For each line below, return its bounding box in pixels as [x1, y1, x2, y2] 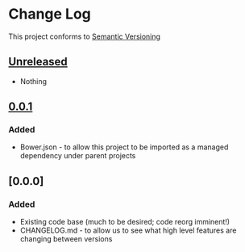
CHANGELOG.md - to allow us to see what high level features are [19, 225, 237, 235]
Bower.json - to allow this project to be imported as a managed [19, 142, 229, 152]
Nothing [19, 76, 47, 86]
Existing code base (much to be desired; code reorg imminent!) [19, 217, 230, 227]
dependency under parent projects [19, 151, 136, 161]
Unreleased [8, 55, 69, 69]
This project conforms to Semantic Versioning [8, 31, 161, 41]
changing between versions [19, 234, 113, 244]
